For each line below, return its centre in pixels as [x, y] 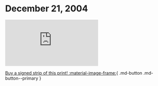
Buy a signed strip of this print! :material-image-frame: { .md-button [74, 73]
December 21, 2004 [47, 9]
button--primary [22, 78]
